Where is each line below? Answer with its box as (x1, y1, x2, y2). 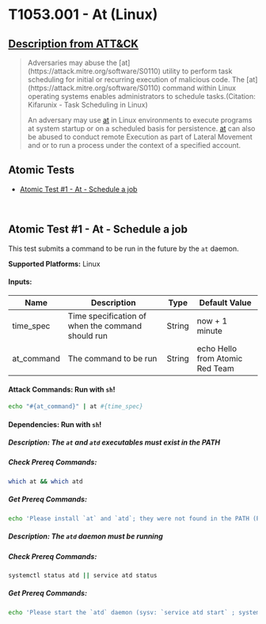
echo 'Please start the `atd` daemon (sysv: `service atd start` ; (8, 608, 236, 616)
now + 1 (196, 315, 228, 326)
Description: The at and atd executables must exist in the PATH (8, 437, 220, 448)
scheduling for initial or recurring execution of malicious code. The (27, 75, 245, 84)
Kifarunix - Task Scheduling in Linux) (27, 100, 148, 109)
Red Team (196, 362, 235, 373)
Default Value (199, 297, 252, 308)
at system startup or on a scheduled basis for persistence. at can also (27, 124, 256, 133)
